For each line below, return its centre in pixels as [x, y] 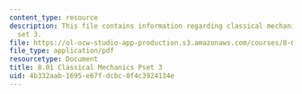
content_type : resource [54, 17]
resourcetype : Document [54, 59]
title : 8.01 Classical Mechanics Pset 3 [86, 68]
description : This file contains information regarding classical [136, 26]
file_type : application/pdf [62, 51]
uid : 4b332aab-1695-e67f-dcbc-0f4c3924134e [92, 76]
